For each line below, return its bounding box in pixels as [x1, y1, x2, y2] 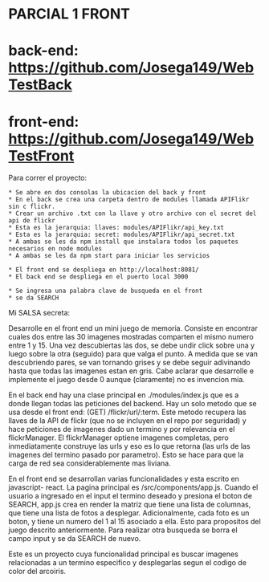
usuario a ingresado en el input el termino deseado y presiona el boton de [8, 491, 253, 501]
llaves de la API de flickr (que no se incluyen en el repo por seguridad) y [8, 416, 247, 425]
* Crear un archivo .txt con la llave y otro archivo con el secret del [8, 210, 257, 218]
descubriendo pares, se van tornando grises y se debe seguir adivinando [8, 358, 251, 368]
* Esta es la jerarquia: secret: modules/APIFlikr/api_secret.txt [8, 230, 235, 239]
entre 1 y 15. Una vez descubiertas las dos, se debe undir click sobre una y [8, 340, 255, 350]
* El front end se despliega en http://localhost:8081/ [8, 266, 199, 274]
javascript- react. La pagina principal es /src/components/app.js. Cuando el [8, 482, 259, 492]
